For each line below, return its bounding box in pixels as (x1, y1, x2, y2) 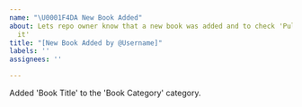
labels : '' (9, 47, 50, 56)
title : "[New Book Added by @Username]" (9, 38, 164, 48)
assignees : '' (9, 55, 63, 64)
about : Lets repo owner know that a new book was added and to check (9, 22, 276, 31)
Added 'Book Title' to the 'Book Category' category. (9, 87, 201, 98)
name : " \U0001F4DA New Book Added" (9, 13, 143, 22)
